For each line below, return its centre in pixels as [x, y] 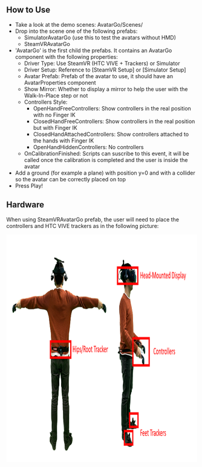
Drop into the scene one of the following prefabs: [76, 31]
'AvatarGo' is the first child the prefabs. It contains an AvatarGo [93, 50]
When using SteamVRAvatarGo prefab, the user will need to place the [93, 219]
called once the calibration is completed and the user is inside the [106, 160]
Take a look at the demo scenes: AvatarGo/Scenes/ [79, 24]
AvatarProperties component [60, 82]
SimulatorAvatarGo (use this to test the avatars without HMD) [100, 37]
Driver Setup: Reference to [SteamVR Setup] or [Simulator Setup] [105, 70]
